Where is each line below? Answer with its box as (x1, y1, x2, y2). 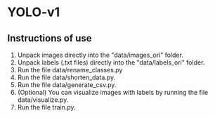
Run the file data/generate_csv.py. (17, 81, 117, 88)
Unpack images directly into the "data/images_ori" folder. (17, 51, 184, 59)
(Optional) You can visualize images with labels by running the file (17, 88, 209, 96)
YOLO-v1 (7, 4, 60, 20)
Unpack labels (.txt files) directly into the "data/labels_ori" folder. (17, 58, 205, 67)
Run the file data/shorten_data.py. (17, 73, 116, 81)
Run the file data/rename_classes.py (17, 66, 123, 74)
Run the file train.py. (17, 103, 76, 111)
